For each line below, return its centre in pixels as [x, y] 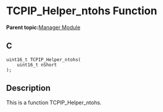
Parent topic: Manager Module [43, 27]
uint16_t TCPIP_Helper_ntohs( [44, 60]
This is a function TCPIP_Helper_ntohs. [54, 103]
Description [28, 88]
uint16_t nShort [37, 65]
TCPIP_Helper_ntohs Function [82, 11]
